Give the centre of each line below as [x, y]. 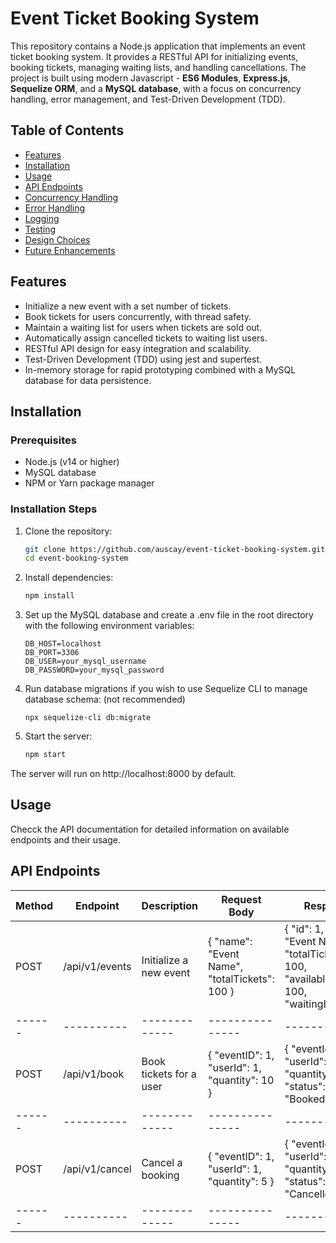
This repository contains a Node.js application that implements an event [158, 46]
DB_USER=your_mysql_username [85, 662]
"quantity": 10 [241, 1080]
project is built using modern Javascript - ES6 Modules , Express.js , [150, 78]
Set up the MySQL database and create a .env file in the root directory [169, 615]
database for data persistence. [88, 380]
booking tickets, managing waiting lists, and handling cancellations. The [158, 67]
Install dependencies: [69, 578]
